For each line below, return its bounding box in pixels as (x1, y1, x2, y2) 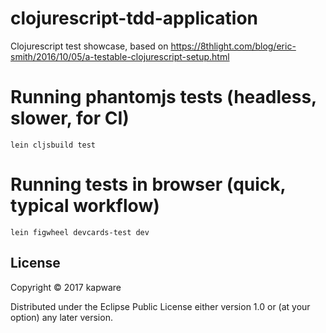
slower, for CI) (10, 107, 130, 130)
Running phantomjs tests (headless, (10, 86, 317, 109)
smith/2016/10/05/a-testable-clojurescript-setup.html (10, 50, 230, 62)
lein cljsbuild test (10, 140, 97, 150)
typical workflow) (10, 195, 160, 217)
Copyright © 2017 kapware (10, 281, 122, 293)
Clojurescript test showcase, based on (10, 40, 169, 52)
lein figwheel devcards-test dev (10, 227, 150, 237)
